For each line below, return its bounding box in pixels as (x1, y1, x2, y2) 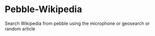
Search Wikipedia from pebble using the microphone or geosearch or (5, 20, 150, 26)
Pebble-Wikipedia (5, 4, 82, 15)
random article (5, 25, 36, 31)
